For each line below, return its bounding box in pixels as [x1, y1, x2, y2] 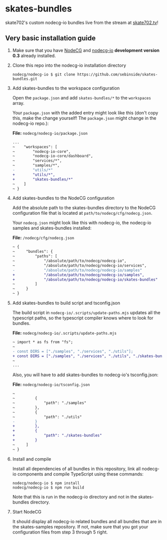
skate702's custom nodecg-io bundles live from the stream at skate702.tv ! [5, 19, 159, 25]
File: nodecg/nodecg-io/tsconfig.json [12, 382, 90, 388]
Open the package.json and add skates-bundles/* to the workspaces [12, 94, 151, 100]
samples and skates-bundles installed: [12, 225, 92, 231]
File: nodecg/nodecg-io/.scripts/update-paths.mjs [12, 330, 117, 336]
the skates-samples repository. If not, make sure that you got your [12, 524, 149, 530]
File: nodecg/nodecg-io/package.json [12, 130, 88, 136]
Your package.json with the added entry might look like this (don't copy [12, 109, 159, 115]
